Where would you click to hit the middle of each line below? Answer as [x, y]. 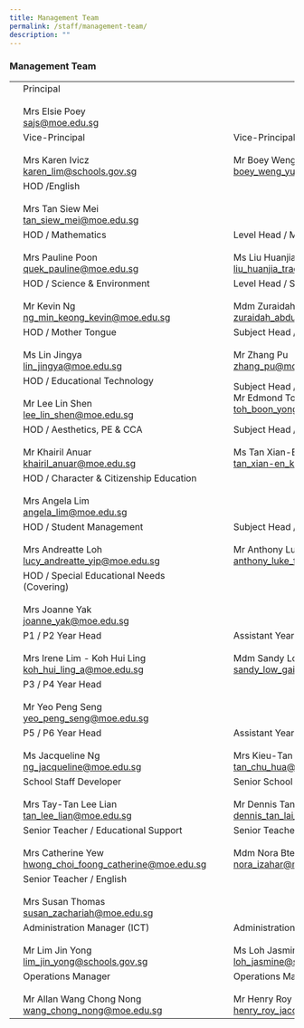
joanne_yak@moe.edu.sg [76, 620]
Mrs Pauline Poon [60, 257]
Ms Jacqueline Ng [62, 755]
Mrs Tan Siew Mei [61, 208]
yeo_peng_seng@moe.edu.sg [86, 718]
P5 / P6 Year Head [62, 733]
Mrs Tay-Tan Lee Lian [70, 804]
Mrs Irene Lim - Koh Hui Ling [85, 658]
